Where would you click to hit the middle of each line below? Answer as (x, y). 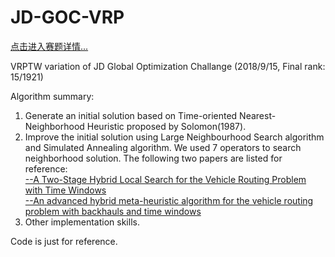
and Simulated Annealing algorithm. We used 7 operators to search (163, 147)
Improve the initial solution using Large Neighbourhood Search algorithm (174, 137)
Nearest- (258, 115)
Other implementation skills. (82, 222)
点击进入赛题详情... (49, 46)
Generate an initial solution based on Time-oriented (131, 115)
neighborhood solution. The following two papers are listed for (153, 158)
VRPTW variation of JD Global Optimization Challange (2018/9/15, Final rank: (168, 66)
